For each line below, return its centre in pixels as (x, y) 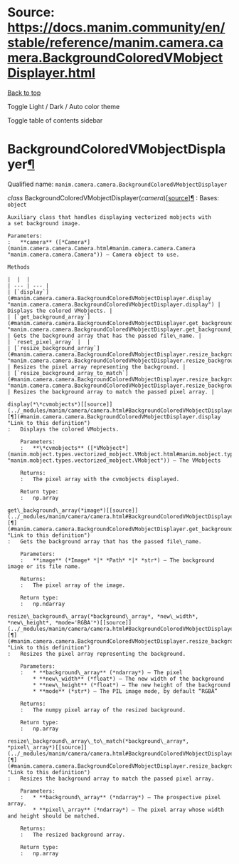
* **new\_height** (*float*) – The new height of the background (132, 685)
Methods (19, 267)
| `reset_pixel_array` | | (49, 342)
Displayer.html (52, 73)
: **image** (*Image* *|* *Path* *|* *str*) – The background (117, 560)
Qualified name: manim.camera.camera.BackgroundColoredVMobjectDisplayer (117, 184)
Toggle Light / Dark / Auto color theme (64, 106)
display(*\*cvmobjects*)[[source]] (60, 404)
